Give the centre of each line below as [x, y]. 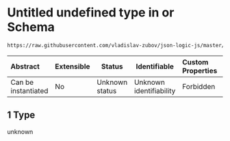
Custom [195, 62]
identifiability [155, 90]
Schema [31, 27]
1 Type [21, 115]
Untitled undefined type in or [91, 13]
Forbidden [199, 86]
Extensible [72, 66]
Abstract [25, 66]
